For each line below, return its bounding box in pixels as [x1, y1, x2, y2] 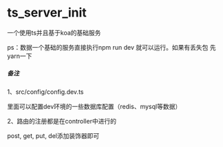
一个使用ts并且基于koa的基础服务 [7, 28, 101, 37]
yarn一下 [7, 52, 32, 60]
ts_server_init [7, 5, 87, 21]
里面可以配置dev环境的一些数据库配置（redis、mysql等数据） [7, 102, 182, 110]
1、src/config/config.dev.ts [7, 88, 84, 96]
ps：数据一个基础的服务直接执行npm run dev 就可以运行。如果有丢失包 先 [7, 43, 216, 51]
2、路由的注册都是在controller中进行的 [7, 117, 117, 125]
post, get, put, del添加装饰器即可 [7, 131, 100, 139]
